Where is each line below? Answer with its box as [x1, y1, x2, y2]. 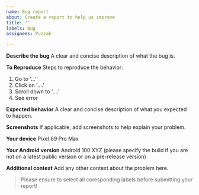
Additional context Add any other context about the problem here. [6, 165, 169, 172]
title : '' [6, 20, 31, 26]
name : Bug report [6, 8, 49, 15]
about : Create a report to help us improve [6, 14, 115, 20]
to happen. [6, 112, 33, 119]
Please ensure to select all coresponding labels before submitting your [20, 176, 193, 183]
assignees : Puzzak [6, 31, 52, 37]
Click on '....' [14, 81, 45, 89]
